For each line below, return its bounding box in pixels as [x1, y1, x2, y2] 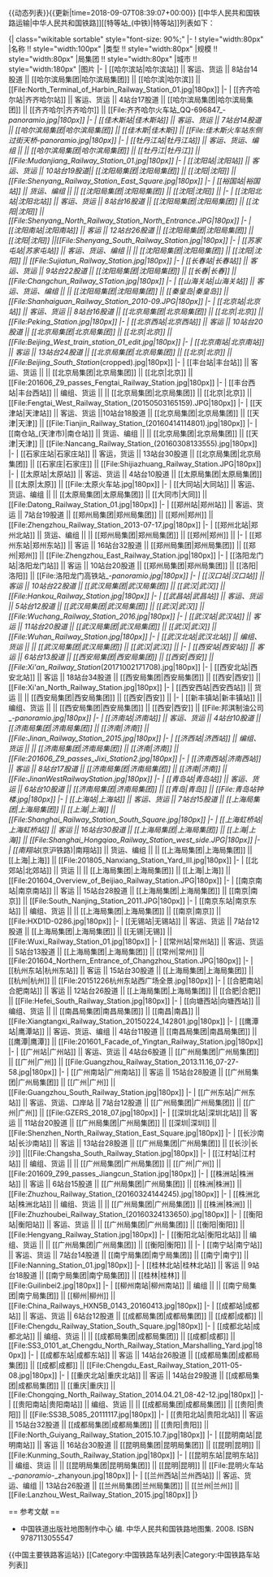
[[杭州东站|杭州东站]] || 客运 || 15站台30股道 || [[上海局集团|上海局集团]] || [8, 966, 254, 975]
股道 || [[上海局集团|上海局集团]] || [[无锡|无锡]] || [8, 927, 172, 936]
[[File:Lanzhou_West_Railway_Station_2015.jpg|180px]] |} [8, 1490, 198, 1499]
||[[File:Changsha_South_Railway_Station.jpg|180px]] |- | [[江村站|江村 [23, 1149, 256, 1158]
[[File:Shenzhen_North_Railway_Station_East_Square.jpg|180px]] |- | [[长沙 [8, 1128, 258, 1137]
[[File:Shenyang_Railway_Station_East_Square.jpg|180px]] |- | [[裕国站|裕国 [8, 176, 261, 185]
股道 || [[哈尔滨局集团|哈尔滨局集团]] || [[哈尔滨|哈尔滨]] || [8, 75, 201, 84]
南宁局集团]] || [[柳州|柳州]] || [17, 1291, 116, 1300]
